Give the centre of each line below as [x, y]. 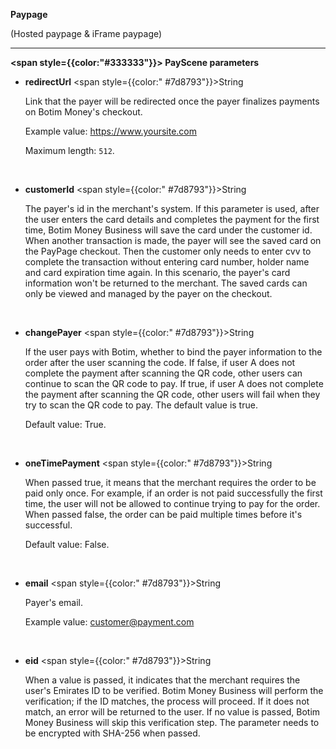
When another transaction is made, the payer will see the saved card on [173, 240]
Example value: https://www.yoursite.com [111, 131]
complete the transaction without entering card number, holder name [167, 262]
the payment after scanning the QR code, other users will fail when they [172, 394]
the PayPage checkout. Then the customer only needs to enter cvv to [168, 251]
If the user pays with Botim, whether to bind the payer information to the [173, 352]
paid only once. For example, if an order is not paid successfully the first [173, 493]
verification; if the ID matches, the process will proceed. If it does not [167, 701]
